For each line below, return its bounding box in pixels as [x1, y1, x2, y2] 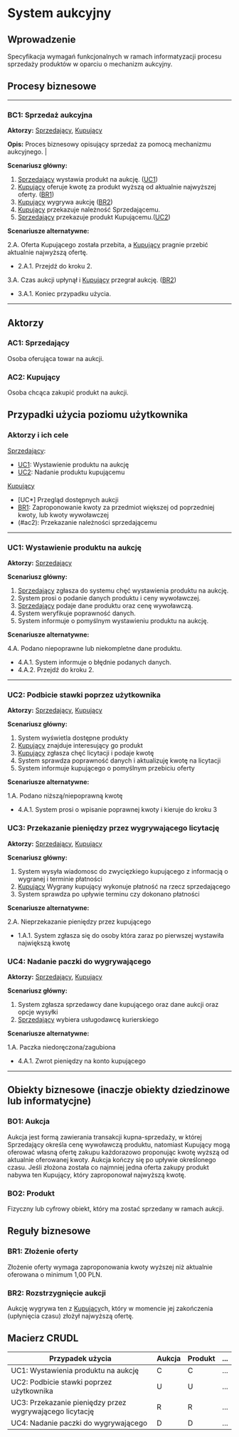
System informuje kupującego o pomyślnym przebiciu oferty [17, 764, 196, 773]
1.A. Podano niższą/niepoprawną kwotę [7, 792, 123, 800]
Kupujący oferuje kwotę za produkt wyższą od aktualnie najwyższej [17, 183, 216, 192]
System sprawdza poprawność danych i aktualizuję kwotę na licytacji [17, 756, 221, 765]
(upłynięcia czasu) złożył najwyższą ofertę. [7, 1312, 134, 1320]
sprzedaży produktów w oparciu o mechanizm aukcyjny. [7, 60, 173, 68]
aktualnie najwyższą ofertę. [7, 248, 88, 257]
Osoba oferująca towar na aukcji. [7, 354, 105, 362]
